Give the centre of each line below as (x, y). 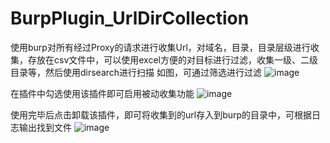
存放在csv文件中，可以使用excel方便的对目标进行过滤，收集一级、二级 (172, 59)
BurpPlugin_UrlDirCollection (130, 18)
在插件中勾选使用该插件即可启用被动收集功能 (102, 93)
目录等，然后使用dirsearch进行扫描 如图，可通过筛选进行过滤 (136, 72)
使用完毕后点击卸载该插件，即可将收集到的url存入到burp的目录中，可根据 (161, 114)
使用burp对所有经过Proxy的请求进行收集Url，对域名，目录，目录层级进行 (160, 47)
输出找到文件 (45, 127)
